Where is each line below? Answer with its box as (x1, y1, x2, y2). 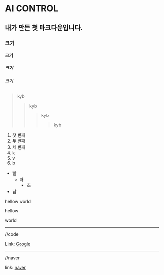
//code (5, 231, 19, 237)
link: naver (5, 264, 26, 270)
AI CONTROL (5, 3, 59, 14)
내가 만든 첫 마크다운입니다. (5, 23, 83, 32)
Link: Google (5, 241, 31, 247)
